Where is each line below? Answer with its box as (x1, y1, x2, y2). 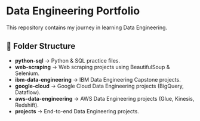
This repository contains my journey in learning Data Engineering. (6, 24, 168, 31)
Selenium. (14, 70, 40, 77)
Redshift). (14, 101, 39, 108)
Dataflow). (14, 88, 41, 96)
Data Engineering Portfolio (6, 4, 140, 18)
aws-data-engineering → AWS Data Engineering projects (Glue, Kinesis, (14, 95, 195, 102)
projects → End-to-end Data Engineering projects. (14, 107, 139, 114)
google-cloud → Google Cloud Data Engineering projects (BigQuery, (14, 82, 184, 89)
